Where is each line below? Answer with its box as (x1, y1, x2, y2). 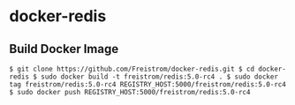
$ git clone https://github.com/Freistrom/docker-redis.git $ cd (9, 64, 254, 73)
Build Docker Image (9, 41, 119, 56)
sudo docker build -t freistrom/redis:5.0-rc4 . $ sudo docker (41, 72, 278, 81)
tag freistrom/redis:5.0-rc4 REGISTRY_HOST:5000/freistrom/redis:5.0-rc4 (9, 80, 287, 89)
